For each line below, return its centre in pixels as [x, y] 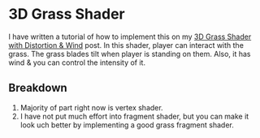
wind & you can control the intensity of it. [77, 63]
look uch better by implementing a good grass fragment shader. [127, 125]
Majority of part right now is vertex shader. [92, 107]
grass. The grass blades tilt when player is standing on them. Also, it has [130, 54]
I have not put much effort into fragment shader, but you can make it [134, 116]
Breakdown [38, 88]
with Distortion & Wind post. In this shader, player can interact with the [126, 45]
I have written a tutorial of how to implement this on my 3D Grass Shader [130, 37]
